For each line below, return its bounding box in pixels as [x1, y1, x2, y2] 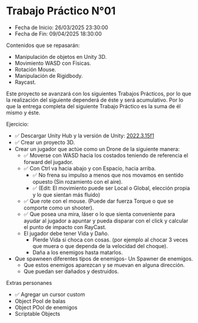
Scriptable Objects [14, 310, 60, 317]
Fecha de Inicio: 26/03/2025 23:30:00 [14, 24, 108, 31]
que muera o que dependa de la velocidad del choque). [32, 242, 168, 249]
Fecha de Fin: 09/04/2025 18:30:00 [14, 30, 102, 37]
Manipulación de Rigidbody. [14, 72, 83, 79]
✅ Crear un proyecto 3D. [14, 139, 75, 146]
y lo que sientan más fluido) [32, 191, 101, 198]
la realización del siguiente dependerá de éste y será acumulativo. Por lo [6, 96, 184, 104]
